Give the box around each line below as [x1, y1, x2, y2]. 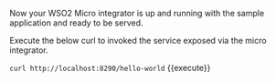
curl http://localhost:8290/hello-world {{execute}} [9, 63, 211, 73]
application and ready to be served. [9, 17, 143, 28]
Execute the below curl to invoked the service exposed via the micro [9, 36, 267, 46]
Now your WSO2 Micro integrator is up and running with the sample [9, 8, 265, 18]
